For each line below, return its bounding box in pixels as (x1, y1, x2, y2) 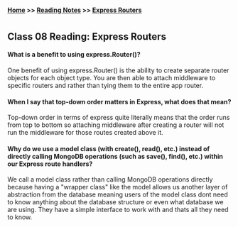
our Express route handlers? (7, 160, 93, 168)
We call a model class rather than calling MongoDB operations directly (7, 175, 213, 184)
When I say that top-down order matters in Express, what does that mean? (7, 97, 232, 106)
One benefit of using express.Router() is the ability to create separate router (7, 66, 229, 74)
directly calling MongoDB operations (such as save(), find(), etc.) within (7, 152, 224, 160)
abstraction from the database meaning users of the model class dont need (7, 190, 229, 199)
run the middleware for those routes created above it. (7, 128, 163, 137)
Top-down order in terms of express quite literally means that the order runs (7, 113, 230, 122)
